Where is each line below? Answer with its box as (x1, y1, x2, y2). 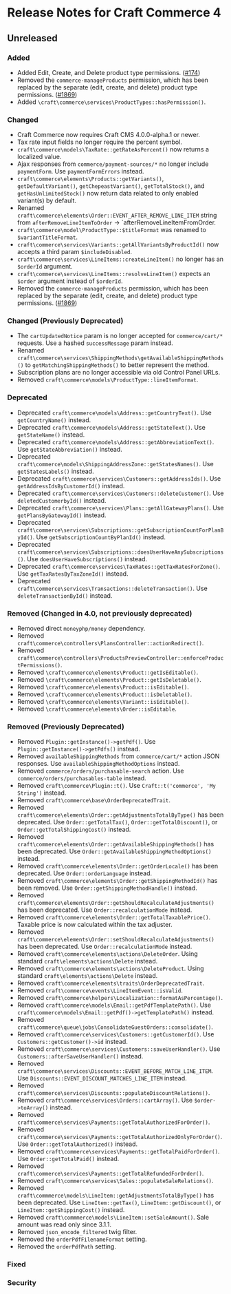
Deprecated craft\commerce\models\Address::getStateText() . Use (16, 423, 206, 431)
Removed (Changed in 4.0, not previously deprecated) (7, 608, 192, 618)
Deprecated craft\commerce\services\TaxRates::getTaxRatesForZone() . (16, 562, 221, 570)
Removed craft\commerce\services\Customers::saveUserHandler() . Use (16, 1045, 221, 1053)
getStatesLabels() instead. (16, 467, 94, 475)
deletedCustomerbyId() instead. (16, 496, 107, 504)
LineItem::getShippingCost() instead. (16, 1206, 125, 1214)
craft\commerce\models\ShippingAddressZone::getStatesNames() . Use (16, 459, 214, 468)
